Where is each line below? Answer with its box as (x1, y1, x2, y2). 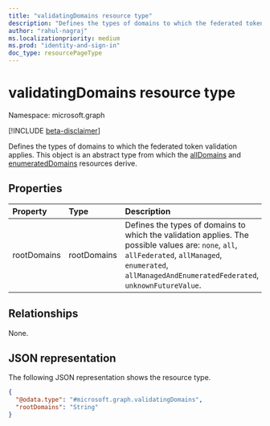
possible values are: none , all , (125, 239, 238, 250)
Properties (8, 182, 63, 195)
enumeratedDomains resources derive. (8, 158, 138, 168)
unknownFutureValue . (125, 279, 202, 290)
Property (12, 206, 47, 217)
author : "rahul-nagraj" (8, 27, 88, 35)
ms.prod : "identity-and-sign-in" (8, 42, 121, 50)
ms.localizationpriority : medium (8, 34, 121, 43)
